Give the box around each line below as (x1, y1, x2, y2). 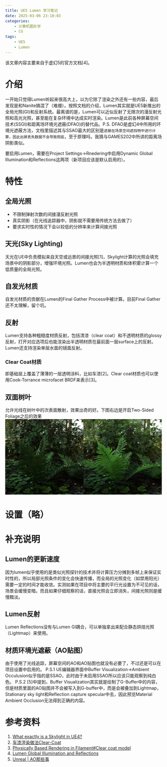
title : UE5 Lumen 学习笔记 (5, 8, 58, 13)
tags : (5, 34, 16, 39)
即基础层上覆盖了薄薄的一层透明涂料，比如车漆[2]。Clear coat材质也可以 (5, 371, 154, 377)
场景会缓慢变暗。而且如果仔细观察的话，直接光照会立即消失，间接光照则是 (5, 588, 158, 594)
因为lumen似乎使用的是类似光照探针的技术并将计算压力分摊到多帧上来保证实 (5, 569, 162, 575)
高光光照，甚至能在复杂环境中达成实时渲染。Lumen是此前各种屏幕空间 (13, 115, 159, 121)
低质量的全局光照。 (5, 266, 45, 272)
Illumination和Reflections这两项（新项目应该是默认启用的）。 (5, 157, 128, 163)
